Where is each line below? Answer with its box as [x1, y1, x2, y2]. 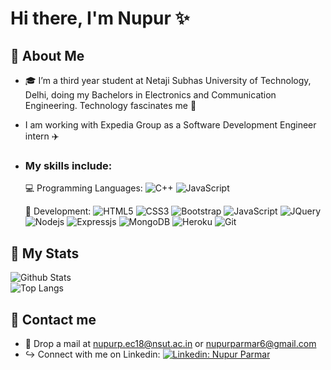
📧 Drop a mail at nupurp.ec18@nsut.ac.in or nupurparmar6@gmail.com [24, 337, 317, 349]
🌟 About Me [10, 47, 85, 64]
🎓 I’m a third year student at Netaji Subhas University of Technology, [24, 75, 312, 86]
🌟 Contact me [10, 311, 97, 328]
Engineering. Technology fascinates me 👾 [24, 100, 197, 111]
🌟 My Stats [10, 245, 80, 262]
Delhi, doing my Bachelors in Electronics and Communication [24, 89, 277, 101]
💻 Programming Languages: [24, 182, 143, 194]
